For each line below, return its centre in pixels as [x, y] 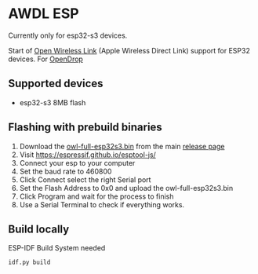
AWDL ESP [44, 14]
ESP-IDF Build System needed [57, 248]
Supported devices [56, 84]
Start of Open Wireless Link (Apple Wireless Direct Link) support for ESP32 [129, 50]
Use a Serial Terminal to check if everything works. [102, 204]
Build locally [39, 229]
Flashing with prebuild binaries [85, 128]
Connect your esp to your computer [77, 163]
